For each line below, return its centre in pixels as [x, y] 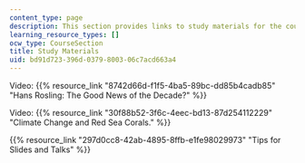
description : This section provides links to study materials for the [146, 26]
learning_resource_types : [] [64, 34]
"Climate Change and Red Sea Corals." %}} [90, 122]
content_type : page [46, 18]
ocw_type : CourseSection [56, 43]
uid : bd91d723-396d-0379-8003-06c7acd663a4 [93, 60]
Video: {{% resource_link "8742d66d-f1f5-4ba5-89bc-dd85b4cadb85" [143, 86]
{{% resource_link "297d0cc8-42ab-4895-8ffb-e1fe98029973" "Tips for [145, 140]
